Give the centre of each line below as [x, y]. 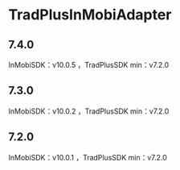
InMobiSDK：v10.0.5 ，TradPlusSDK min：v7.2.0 [89, 65]
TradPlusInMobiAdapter [90, 15]
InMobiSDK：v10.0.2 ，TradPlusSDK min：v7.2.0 [89, 111]
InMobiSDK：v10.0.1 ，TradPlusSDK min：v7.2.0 [88, 157]
